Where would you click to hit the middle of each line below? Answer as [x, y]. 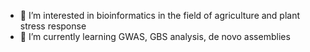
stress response [53, 26]
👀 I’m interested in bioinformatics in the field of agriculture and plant [160, 15]
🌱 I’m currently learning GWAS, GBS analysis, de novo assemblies [155, 36]
